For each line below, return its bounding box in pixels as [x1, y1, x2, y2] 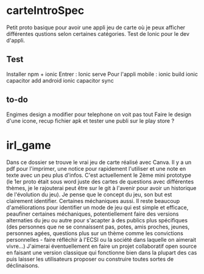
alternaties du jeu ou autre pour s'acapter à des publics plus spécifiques [6, 216, 188, 224]
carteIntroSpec [6, 4, 85, 18]
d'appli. [6, 36, 26, 44]
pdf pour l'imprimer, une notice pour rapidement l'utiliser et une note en [6, 165, 186, 172]
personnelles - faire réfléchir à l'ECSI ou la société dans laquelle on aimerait [6, 236, 197, 243]
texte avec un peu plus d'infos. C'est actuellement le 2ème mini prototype [6, 171, 192, 179]
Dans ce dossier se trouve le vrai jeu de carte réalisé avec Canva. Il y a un [6, 159, 192, 166]
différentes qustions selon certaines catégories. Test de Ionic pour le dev [6, 30, 190, 37]
